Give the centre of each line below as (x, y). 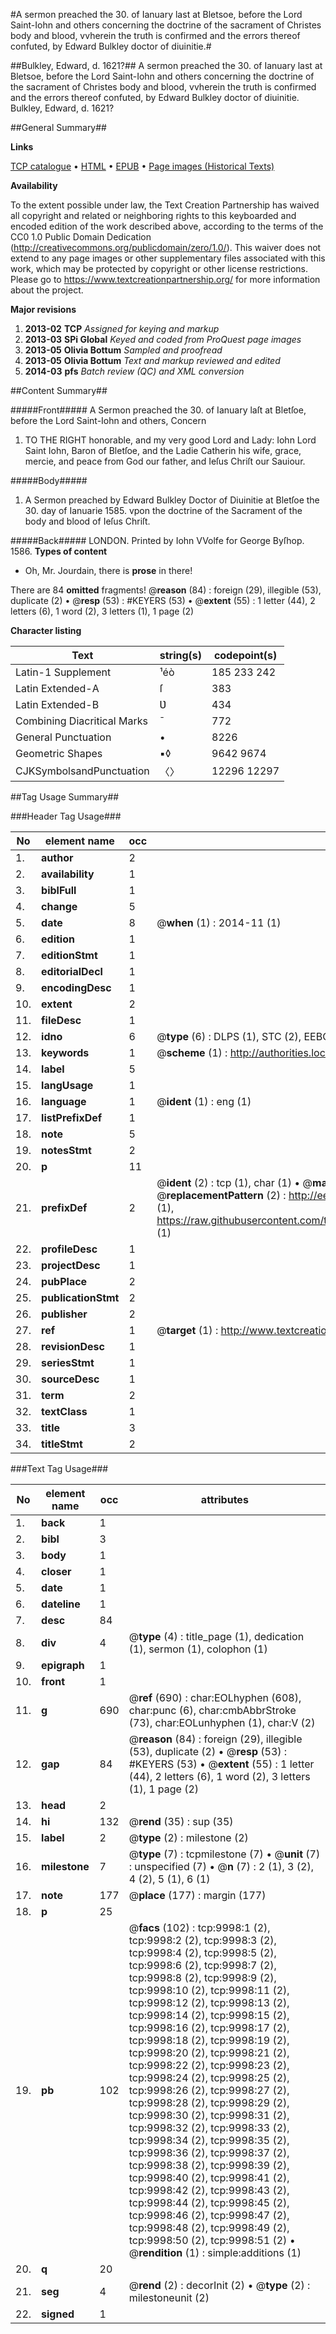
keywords (65, 1052)
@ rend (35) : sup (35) (181, 1821)
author (57, 857)
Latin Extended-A (57, 688)
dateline (61, 1604)
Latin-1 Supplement (63, 672)
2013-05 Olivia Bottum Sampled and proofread (123, 350)
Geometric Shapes (59, 753)
